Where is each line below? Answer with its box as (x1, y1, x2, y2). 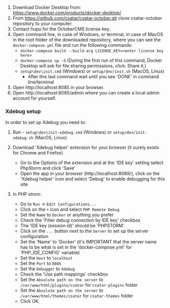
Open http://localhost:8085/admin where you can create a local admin (12, 90, 160, 96)
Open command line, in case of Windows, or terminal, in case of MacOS (12, 32, 163, 37)
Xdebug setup (5, 108, 41, 115)
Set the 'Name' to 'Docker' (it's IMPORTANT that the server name (20, 239, 157, 245)
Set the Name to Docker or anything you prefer (20, 212, 114, 218)
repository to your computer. (12, 20, 73, 26)
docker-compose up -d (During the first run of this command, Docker (20, 57, 162, 63)
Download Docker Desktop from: (12, 5, 81, 10)
